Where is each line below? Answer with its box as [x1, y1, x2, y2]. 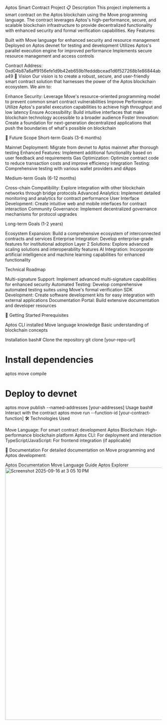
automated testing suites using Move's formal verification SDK [5, 287, 133, 292]
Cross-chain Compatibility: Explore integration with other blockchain [5, 185, 145, 190]
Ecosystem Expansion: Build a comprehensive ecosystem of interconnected [5, 231, 161, 236]
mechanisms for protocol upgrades [5, 211, 77, 217]
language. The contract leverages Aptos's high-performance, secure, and [5, 17, 157, 23]
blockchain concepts [5, 327, 48, 333]
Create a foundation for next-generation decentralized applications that [5, 120, 152, 126]
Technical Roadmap [5, 267, 46, 272]
